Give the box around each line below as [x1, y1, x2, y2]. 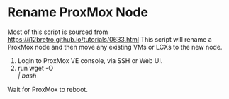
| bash [17, 71, 37, 80]
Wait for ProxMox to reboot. [7, 85, 89, 93]
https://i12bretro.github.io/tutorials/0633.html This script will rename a [7, 35, 213, 43]
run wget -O [17, 64, 54, 72]
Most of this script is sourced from [7, 28, 108, 36]
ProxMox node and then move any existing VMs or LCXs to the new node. [7, 42, 223, 51]
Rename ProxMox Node [7, 4, 149, 21]
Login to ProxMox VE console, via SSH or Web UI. [17, 56, 163, 64]
